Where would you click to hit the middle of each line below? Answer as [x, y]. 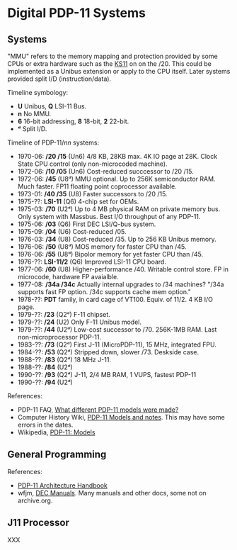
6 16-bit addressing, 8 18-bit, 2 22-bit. [73, 121]
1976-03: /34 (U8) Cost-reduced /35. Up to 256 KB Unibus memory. [117, 239]
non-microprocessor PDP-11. [59, 337]
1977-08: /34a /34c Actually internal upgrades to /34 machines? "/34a [121, 284]
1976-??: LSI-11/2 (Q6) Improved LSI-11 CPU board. [92, 262]
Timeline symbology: [38, 92]
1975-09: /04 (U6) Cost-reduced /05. [72, 231]
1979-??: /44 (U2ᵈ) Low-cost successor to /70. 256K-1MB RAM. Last [117, 330]
